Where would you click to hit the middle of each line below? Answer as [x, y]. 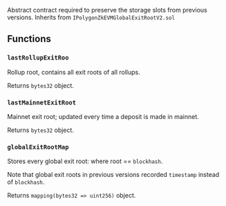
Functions [29, 39]
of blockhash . [26, 182]
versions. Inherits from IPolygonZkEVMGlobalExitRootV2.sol [91, 17]
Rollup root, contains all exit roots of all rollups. [74, 72]
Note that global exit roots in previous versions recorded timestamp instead [113, 175]
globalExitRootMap [38, 147]
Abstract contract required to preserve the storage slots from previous [107, 10]
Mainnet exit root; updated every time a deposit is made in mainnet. [103, 116]
